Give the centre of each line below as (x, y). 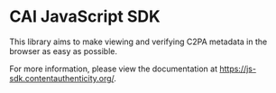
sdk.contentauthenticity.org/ (62, 78)
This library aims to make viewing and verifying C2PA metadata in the (138, 42)
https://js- (238, 69)
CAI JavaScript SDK (85, 17)
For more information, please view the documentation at (114, 69)
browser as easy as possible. (63, 51)
